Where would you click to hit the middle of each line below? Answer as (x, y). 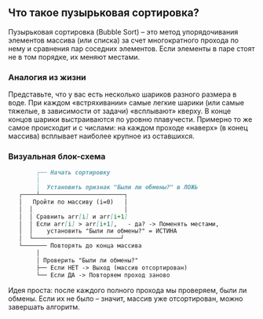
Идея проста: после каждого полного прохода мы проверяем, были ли (128, 290)
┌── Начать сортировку (73, 173)
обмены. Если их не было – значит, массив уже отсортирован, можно (126, 299)
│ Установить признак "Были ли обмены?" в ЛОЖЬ (117, 188)
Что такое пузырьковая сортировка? (104, 13)
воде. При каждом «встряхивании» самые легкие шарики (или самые (126, 103)
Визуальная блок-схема (57, 156)
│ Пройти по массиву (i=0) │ (73, 202)
